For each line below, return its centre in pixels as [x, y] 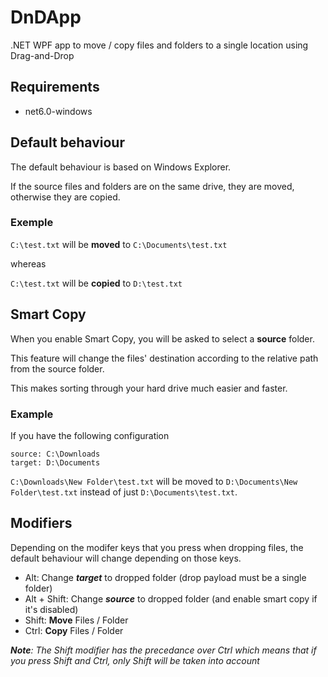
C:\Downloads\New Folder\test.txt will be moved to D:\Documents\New [154, 481]
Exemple [32, 223]
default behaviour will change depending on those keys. [126, 558]
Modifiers [41, 523]
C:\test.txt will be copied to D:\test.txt [96, 283]
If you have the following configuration [90, 435]
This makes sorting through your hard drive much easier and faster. [149, 388]
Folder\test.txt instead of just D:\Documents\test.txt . [124, 492]
